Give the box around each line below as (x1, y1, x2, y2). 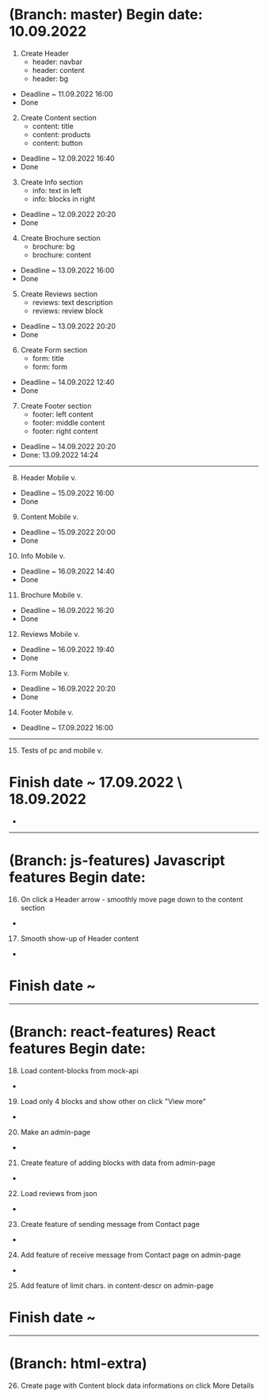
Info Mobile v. (20, 550, 66, 560)
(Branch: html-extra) (9, 1354, 147, 1372)
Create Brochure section (20, 233, 101, 242)
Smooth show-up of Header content (20, 933, 139, 943)
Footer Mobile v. (20, 707, 74, 717)
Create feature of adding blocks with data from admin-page (20, 1158, 216, 1168)
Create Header (20, 48, 70, 58)
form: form (32, 362, 68, 371)
